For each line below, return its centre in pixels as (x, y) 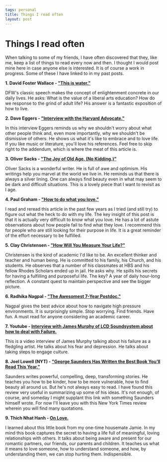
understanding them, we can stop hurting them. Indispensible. (69, 454)
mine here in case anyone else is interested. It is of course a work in (75, 68)
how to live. (17, 109)
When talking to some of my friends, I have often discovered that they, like (81, 57)
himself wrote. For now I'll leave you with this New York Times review (76, 403)
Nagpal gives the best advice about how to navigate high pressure (73, 306)
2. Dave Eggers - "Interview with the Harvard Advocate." (65, 118)
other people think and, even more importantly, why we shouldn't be (75, 133)
